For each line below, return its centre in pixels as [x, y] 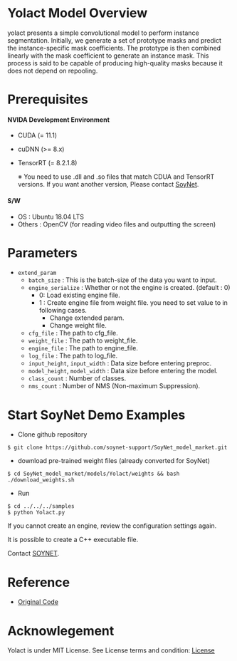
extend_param [37, 273]
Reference [38, 582]
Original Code [38, 602]
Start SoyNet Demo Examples [96, 415]
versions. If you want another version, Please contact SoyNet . [108, 184]
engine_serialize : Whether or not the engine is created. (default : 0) [129, 288]
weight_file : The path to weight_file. [83, 340]
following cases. [63, 311]
